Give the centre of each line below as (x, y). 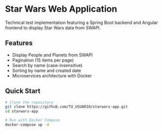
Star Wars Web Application (61, 9)
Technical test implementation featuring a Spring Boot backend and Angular (81, 22)
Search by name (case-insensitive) (47, 65)
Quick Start (23, 91)
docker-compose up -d (27, 125)
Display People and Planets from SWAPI (52, 55)
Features (19, 43)
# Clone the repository (29, 102)
